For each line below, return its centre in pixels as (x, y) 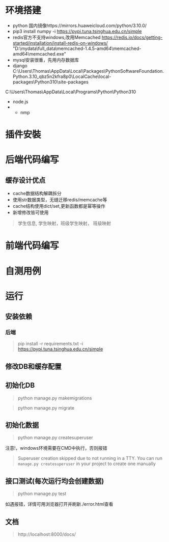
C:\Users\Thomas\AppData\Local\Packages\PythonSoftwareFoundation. (88, 71)
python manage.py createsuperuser (55, 438)
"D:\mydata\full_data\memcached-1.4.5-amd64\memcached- (77, 48)
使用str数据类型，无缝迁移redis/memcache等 (60, 200)
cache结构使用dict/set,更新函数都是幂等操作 (59, 206)
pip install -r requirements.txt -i (50, 344)
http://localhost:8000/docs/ (47, 534)
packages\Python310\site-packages (51, 82)
